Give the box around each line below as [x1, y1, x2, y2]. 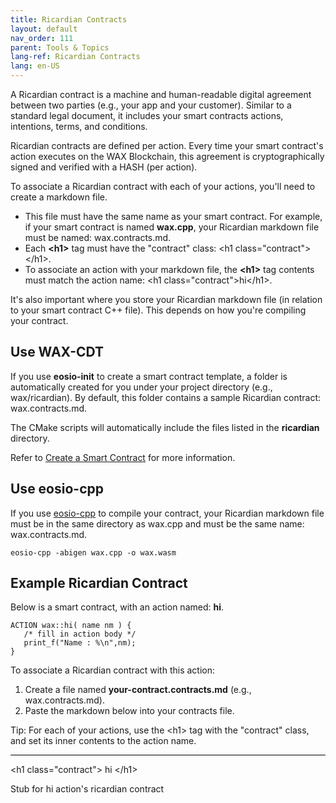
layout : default [10, 24, 78, 34]
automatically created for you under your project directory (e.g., [10, 381, 273, 393]
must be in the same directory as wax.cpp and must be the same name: [10, 517, 305, 530]
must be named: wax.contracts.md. [24, 232, 172, 243]
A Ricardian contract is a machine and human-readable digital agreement [10, 89, 312, 100]
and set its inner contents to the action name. [10, 735, 197, 747]
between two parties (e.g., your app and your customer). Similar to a [10, 99, 292, 111]
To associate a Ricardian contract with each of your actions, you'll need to [10, 181, 316, 192]
